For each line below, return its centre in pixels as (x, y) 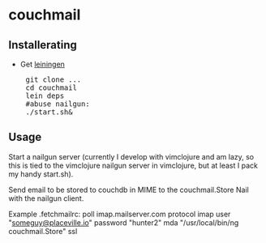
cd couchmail (51, 88)
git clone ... (54, 80)
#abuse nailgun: (58, 104)
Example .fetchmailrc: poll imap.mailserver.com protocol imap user (120, 214)
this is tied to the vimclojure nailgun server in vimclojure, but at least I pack (133, 165)
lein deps (45, 96)
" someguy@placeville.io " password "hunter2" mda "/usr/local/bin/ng (124, 222)
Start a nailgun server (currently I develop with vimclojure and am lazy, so (131, 156)
